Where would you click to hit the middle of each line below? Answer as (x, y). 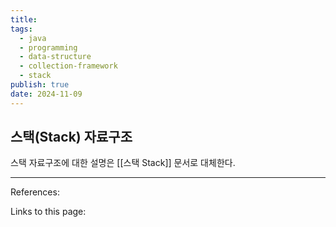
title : (24, 19)
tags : (21, 29)
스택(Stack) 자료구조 (71, 137)
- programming (48, 47)
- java (33, 38)
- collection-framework (68, 66)
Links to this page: (48, 212)
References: (35, 192)
